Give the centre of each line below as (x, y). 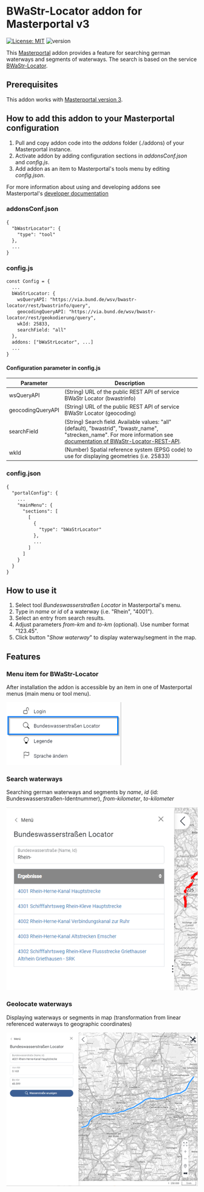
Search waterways (34, 779)
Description (130, 383)
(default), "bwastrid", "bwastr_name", (112, 428)
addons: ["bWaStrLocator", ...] (53, 342)
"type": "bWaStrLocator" (70, 529)
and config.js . (32, 162)
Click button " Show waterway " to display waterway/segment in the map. (106, 637)
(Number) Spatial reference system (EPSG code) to (128, 449)
